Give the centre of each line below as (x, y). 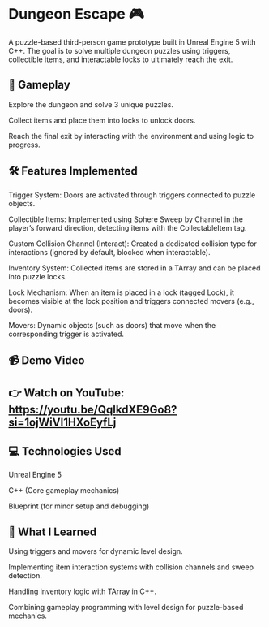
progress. (24, 145)
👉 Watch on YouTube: (66, 393)
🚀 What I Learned (53, 532)
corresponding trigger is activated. (66, 334)
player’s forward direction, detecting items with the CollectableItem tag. (128, 227)
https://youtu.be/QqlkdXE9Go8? (93, 410)
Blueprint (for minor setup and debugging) (79, 506)
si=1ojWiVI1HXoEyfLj (62, 423)
